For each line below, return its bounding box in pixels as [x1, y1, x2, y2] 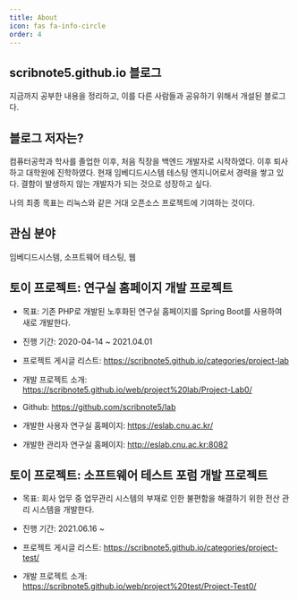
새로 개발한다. [21, 317, 72, 328]
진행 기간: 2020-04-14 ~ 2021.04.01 [21, 336, 153, 347]
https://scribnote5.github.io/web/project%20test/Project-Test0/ [21, 581, 257, 592]
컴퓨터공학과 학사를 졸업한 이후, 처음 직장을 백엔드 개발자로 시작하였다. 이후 [9, 156, 272, 167]
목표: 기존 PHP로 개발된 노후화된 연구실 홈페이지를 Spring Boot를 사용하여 [21, 305, 283, 316]
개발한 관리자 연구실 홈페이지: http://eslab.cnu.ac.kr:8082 [21, 439, 228, 450]
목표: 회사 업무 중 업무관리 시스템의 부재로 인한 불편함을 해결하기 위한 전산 [21, 493, 280, 504]
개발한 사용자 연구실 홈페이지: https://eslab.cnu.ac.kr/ [21, 420, 213, 431]
